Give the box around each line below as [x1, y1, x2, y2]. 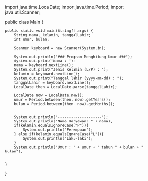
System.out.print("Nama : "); [14, 59, 76, 63]
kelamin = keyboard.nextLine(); [14, 71, 80, 76]
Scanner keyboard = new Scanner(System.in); [14, 46, 106, 51]
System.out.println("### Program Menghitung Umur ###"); [14, 54, 133, 59]
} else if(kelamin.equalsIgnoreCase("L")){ [14, 132, 104, 137]
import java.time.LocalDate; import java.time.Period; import [5, 4, 124, 10]
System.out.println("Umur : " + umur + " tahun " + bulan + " [14, 145, 144, 150]
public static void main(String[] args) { [5, 29, 93, 33]
